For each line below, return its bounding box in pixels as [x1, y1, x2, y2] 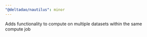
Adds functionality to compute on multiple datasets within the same [5, 21, 142, 27]
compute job [5, 26, 31, 32]
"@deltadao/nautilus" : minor [5, 7, 65, 12]
